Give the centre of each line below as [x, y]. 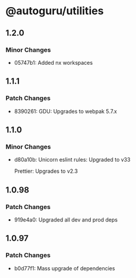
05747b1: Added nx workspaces [53, 62]
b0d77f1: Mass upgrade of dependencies [64, 268]
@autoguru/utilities [55, 11]
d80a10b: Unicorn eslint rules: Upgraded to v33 [72, 160]
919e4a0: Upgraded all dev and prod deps [66, 219]
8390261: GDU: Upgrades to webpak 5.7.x [65, 111]
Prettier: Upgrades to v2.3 [46, 171]
